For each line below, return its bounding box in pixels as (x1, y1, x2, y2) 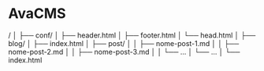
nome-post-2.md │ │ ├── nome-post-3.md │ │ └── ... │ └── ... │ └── (8, 47, 240, 56)
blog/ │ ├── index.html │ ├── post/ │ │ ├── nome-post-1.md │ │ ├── (8, 38, 240, 48)
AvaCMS (8, 5, 66, 23)
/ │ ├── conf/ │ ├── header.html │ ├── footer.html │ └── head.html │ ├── (8, 30, 256, 40)
